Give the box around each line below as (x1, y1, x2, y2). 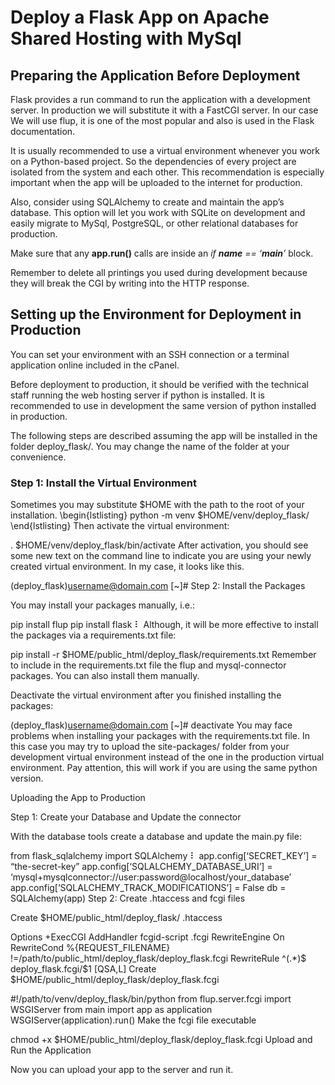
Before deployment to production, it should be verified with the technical (10, 378, 309, 390)
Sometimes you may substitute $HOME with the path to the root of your (10, 499, 305, 511)
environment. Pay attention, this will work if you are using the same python (10, 762, 318, 774)
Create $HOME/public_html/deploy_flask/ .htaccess (10, 912, 223, 924)
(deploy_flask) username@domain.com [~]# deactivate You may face (10, 719, 293, 731)
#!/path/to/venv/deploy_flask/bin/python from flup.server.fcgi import (10, 993, 292, 1005)
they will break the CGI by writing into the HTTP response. (10, 277, 250, 289)
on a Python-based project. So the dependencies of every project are (10, 156, 297, 167)
